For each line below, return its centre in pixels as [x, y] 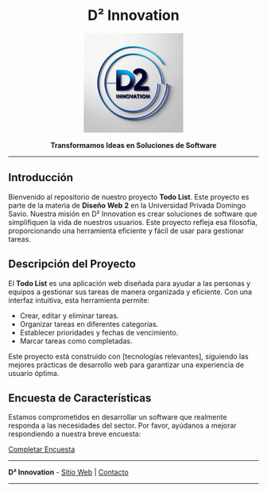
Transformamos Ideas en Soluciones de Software [133, 145]
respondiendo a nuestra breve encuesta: [75, 434]
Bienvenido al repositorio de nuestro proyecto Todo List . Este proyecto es [129, 196]
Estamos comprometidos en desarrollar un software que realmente [118, 417]
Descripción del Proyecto [72, 264]
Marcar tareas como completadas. [76, 341]
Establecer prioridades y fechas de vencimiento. [99, 332]
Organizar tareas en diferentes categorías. [89, 323]
